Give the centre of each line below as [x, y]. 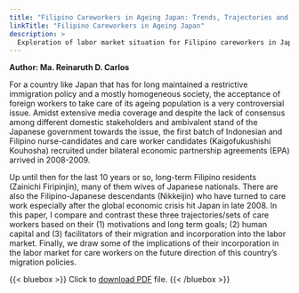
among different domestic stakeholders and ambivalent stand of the [133, 123]
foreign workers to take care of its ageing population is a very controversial [147, 104]
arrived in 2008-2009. [50, 160]
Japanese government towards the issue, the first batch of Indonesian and [146, 132]
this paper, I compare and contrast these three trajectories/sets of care [139, 215]
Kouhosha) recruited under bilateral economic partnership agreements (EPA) [149, 151]
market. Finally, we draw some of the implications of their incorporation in [144, 243]
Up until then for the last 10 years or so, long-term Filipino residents [133, 178]
